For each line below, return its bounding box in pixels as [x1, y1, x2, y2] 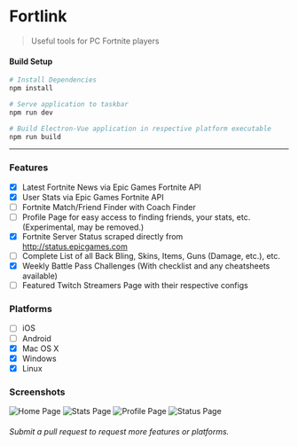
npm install [9, 84, 53, 93]
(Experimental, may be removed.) [21, 222, 145, 232]
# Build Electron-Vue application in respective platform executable [9, 124, 272, 133]
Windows [21, 353, 57, 364]
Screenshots [9, 386, 66, 398]
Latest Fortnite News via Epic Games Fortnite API [21, 182, 201, 192]
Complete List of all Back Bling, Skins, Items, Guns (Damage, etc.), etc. [21, 251, 281, 261]
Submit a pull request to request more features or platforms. [9, 426, 230, 436]
